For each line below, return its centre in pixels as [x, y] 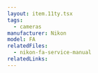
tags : [15, 20]
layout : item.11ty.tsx [40, 14]
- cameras [27, 26]
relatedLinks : [28, 59]
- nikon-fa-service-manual [52, 53]
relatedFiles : [28, 46]
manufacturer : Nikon [37, 33]
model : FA [22, 40]
